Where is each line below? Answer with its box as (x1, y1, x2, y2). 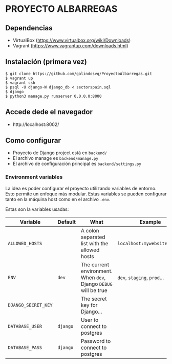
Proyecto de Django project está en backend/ (12, 150, 107, 156)
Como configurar (5, 136, 61, 145)
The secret (80, 295, 107, 302)
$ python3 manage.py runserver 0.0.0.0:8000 (5, 94, 102, 99)
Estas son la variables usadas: (5, 206, 69, 212)
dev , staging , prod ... (117, 274, 164, 281)
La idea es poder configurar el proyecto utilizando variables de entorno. (5, 185, 157, 191)
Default (57, 218, 76, 225)
